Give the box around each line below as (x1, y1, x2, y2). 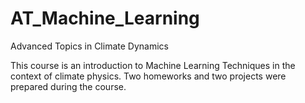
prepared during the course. (10, 80, 127, 92)
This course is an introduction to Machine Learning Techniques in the (10, 59, 296, 71)
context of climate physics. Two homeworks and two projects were (10, 70, 287, 82)
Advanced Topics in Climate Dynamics (10, 40, 169, 52)
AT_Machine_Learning (10, 7, 200, 30)
